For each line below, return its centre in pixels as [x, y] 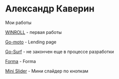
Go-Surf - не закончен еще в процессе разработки [59, 51]
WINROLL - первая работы [33, 32]
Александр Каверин [50, 9]
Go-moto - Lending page [31, 42]
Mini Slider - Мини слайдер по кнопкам [47, 71]
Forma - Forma [20, 61]
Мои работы [18, 22]
